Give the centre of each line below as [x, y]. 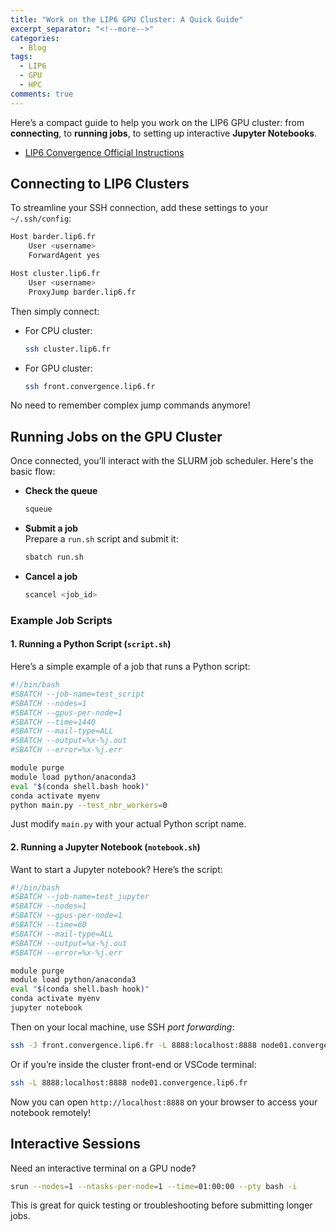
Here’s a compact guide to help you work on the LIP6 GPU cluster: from [157, 122]
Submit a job [51, 528]
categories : [35, 38]
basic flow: [33, 472]
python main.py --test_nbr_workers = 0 [89, 805]
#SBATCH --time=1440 [53, 722]
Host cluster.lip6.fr [55, 274]
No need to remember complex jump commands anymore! [130, 405]
